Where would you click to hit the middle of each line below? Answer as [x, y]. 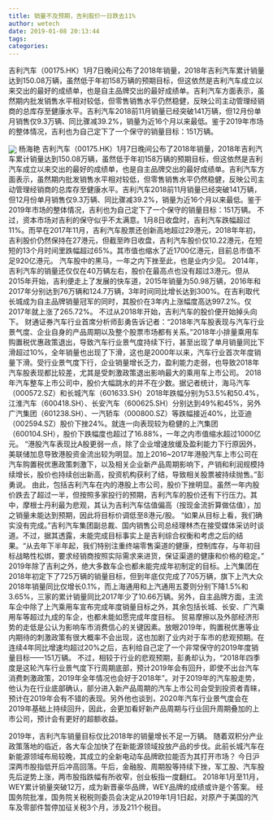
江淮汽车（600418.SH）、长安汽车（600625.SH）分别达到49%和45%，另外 [135, 403]
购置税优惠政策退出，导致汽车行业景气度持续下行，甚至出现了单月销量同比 [133, 342]
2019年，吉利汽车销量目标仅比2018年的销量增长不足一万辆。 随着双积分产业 [136, 736]
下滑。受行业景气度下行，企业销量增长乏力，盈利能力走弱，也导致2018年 [137, 362]
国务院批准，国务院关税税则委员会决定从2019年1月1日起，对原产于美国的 [130, 797]
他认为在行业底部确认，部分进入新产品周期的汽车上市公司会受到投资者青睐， [136, 688]
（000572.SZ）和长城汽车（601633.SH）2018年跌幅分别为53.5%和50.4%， [136, 393]
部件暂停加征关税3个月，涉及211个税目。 [97, 808]
